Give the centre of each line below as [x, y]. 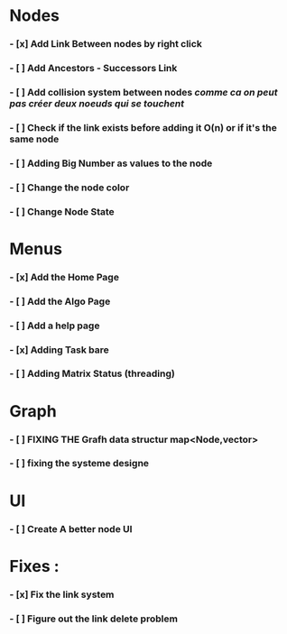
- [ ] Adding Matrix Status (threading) [93, 373]
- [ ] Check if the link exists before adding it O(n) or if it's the [143, 127]
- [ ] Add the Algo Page [60, 301]
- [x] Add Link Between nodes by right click [106, 44]
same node [34, 139]
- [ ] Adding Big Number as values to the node [111, 163]
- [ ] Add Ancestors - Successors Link [93, 69]
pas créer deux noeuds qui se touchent [97, 103]
